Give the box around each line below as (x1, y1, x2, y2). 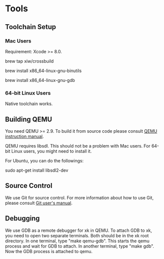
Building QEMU (5, 115, 53, 123)
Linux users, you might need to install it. (11, 148, 92, 154)
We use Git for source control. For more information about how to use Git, (5, 194, 154, 200)
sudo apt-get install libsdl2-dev (5, 167, 69, 173)
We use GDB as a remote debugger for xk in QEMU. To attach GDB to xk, (5, 227, 152, 233)
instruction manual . (5, 133, 44, 139)
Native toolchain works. (5, 101, 53, 107)
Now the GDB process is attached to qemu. (5, 248, 93, 254)
